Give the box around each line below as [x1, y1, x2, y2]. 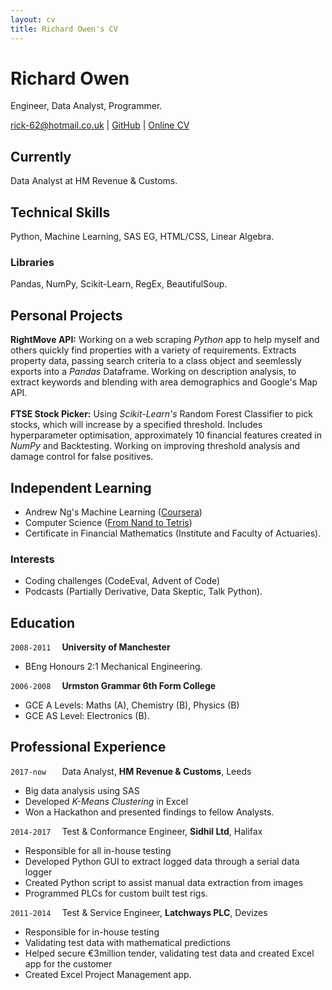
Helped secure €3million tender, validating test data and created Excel [24, 947, 315, 959]
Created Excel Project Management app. [24, 968, 192, 980]
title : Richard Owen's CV [10, 24, 118, 34]
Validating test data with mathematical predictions [24, 936, 231, 948]
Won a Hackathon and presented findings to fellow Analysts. [24, 806, 275, 818]
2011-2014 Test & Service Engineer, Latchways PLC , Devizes [10, 906, 268, 918]
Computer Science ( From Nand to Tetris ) [24, 516, 193, 528]
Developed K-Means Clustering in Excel [24, 795, 189, 807]
